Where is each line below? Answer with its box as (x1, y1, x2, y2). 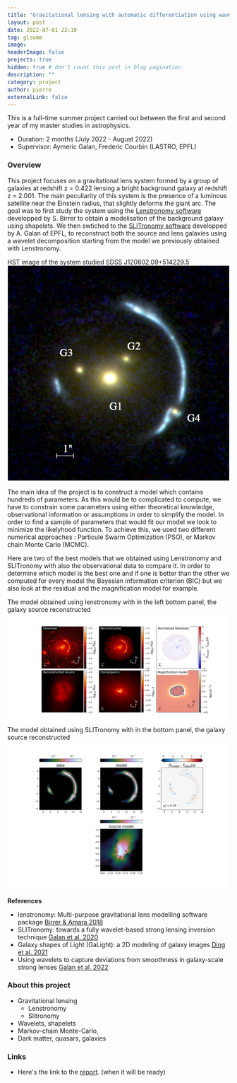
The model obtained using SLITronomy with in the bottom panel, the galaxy (7, 725, 226, 734)
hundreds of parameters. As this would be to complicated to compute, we (7, 495, 221, 504)
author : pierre (7, 86, 52, 93)
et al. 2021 (17, 948, 48, 956)
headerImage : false (7, 49, 65, 56)
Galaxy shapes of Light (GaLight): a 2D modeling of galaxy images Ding (17, 940, 226, 949)
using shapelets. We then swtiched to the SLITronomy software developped (7, 221, 227, 230)
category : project (7, 79, 61, 86)
